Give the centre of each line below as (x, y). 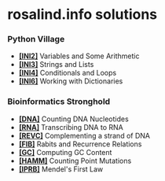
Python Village (36, 39)
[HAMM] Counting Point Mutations (75, 161)
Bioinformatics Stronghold (59, 102)
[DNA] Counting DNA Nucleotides (73, 119)
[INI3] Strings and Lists (56, 65)
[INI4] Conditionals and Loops (68, 73)
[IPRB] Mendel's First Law (61, 169)
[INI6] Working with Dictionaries (71, 81)
